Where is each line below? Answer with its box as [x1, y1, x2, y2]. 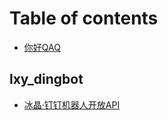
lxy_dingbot [9, 71, 84, 88]
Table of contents [9, 7, 159, 30]
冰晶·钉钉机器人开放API [23, 98, 121, 111]
